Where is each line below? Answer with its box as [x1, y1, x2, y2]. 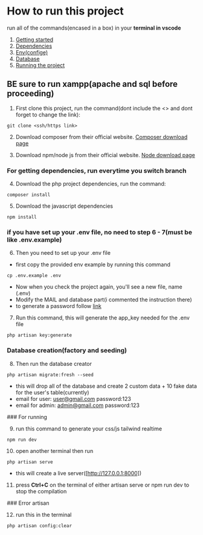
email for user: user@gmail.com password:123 [15, 395, 132, 402]
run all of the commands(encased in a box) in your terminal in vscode [7, 24, 181, 31]
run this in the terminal [15, 511, 72, 518]
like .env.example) [7, 235, 62, 244]
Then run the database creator [15, 360, 92, 367]
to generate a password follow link [15, 303, 101, 310]
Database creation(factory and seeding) [7, 346, 127, 354]
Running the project [15, 62, 65, 69]
